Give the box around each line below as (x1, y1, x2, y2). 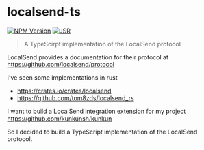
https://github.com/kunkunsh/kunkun (7, 114, 112, 123)
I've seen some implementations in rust (7, 73, 118, 82)
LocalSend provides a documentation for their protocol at (7, 52, 169, 61)
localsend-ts (7, 4, 81, 20)
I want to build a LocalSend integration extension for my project (7, 107, 186, 115)
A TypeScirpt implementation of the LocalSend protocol (23, 40, 181, 48)
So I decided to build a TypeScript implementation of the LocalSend (7, 127, 198, 136)
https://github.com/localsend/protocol (7, 60, 115, 68)
